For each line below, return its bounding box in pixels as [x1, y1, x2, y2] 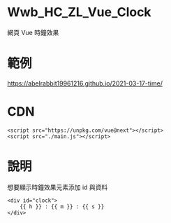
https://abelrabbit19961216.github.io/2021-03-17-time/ [7, 79, 163, 88]
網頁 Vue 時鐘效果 [7, 28, 59, 36]
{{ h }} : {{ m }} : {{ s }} [20, 203, 105, 210]
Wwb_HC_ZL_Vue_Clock [7, 4, 151, 20]
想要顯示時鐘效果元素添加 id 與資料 [7, 183, 108, 191]
